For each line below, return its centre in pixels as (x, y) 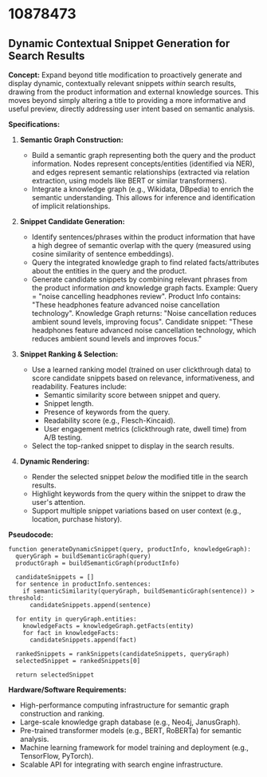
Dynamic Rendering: (55, 461)
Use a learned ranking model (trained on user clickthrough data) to (141, 369)
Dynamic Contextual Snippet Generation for (119, 43)
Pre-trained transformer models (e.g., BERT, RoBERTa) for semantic (131, 730)
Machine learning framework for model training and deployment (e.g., (134, 747)
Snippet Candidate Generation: (72, 221)
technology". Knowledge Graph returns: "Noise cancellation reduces (144, 313)
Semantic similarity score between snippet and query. (132, 395)
